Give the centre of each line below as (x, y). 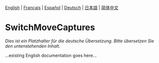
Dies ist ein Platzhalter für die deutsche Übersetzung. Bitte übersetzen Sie (80, 41)
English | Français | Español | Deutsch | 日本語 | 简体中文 (62, 8)
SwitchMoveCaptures (50, 27)
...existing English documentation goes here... (51, 55)
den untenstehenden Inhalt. (33, 46)
